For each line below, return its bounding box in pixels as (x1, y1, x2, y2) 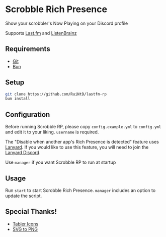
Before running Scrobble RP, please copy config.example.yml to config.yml (5, 124, 161, 130)
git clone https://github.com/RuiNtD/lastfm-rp (5, 91, 107, 97)
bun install (5, 96, 30, 102)
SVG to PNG (12, 226, 38, 232)
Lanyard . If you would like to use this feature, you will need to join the (5, 144, 149, 150)
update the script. (5, 193, 42, 199)
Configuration (5, 110, 50, 119)
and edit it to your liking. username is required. (5, 129, 99, 135)
